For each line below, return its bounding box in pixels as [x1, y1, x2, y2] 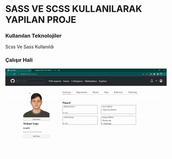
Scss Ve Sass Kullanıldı [5, 44, 54, 50]
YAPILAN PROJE [5, 14, 77, 26]
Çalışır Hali [5, 57, 33, 64]
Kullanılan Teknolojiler [5, 32, 62, 39]
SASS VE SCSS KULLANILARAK [5, 3, 142, 15]
